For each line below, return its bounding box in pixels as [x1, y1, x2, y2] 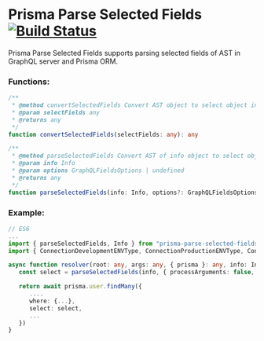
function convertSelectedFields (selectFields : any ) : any [8, 130, 199, 138]
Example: [8, 207, 45, 218]
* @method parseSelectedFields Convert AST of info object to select [11, 152, 244, 160]
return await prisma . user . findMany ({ [18, 283, 143, 291]
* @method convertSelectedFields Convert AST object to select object [11, 101, 247, 109]
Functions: [8, 76, 50, 87]
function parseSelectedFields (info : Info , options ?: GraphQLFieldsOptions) [8, 189, 262, 196]
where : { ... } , [28, 297, 76, 305]
